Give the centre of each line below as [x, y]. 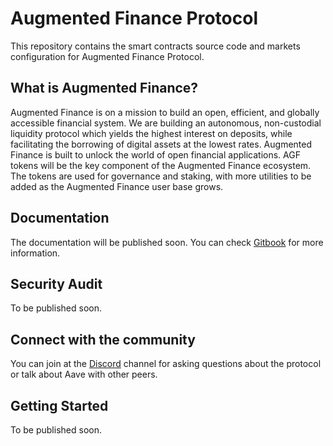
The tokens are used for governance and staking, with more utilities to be [161, 176]
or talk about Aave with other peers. [84, 374]
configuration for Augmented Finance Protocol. [107, 56]
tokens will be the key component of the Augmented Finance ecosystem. [161, 165]
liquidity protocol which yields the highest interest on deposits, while [151, 133]
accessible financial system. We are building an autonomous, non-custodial [166, 123]
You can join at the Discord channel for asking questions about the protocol [166, 364]
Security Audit [56, 283]
